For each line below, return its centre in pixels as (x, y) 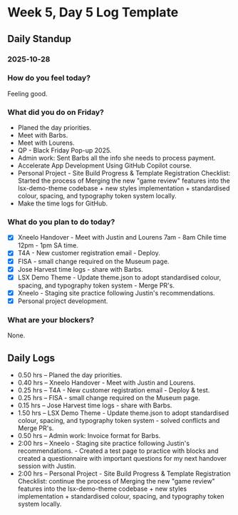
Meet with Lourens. (46, 143)
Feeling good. (27, 93)
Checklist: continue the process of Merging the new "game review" (116, 481)
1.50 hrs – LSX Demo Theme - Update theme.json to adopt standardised (123, 413)
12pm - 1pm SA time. (48, 245)
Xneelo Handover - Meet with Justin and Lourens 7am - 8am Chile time (122, 238)
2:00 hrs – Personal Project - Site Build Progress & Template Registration (124, 473)
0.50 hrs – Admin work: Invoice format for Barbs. (89, 435)
